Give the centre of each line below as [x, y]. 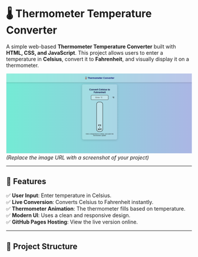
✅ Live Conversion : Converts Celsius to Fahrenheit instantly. [80, 202]
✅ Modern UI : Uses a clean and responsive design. [68, 215]
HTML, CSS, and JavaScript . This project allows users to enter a [85, 52]
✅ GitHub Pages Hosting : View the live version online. [72, 222]
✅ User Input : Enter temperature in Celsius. [59, 196]
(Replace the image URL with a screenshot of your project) [77, 157]
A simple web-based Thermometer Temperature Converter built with [91, 46]
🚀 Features [26, 181]
